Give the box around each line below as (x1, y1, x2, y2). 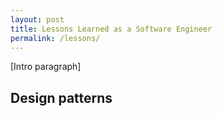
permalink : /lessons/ (10, 33, 101, 43)
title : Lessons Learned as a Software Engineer (10, 24, 213, 34)
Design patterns (10, 89, 113, 106)
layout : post (10, 14, 65, 25)
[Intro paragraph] (10, 61, 82, 73)
